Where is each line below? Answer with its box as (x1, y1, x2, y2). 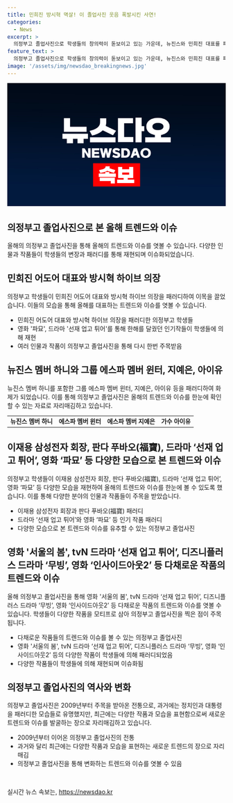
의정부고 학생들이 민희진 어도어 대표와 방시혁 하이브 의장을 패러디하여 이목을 (7, 292, 213, 301)
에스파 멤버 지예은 (107, 418, 155, 426)
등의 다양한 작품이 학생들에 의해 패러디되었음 (52, 651, 173, 659)
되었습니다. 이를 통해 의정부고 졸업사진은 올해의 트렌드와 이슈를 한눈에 (19, 392, 209, 401)
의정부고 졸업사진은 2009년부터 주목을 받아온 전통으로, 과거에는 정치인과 (7, 701, 204, 710)
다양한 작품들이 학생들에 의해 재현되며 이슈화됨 (17, 659, 144, 667)
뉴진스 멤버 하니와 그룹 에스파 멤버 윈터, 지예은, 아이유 (7, 364, 223, 376)
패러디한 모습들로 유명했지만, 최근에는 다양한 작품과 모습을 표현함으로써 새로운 (14, 710, 226, 718)
